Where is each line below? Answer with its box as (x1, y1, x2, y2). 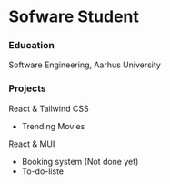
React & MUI (8, 138, 55, 149)
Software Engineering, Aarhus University (8, 59, 161, 70)
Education (8, 39, 55, 52)
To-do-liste (21, 166, 65, 177)
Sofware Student (8, 6, 140, 27)
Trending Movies (21, 120, 85, 131)
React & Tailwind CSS (8, 103, 89, 114)
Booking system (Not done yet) (21, 156, 139, 167)
